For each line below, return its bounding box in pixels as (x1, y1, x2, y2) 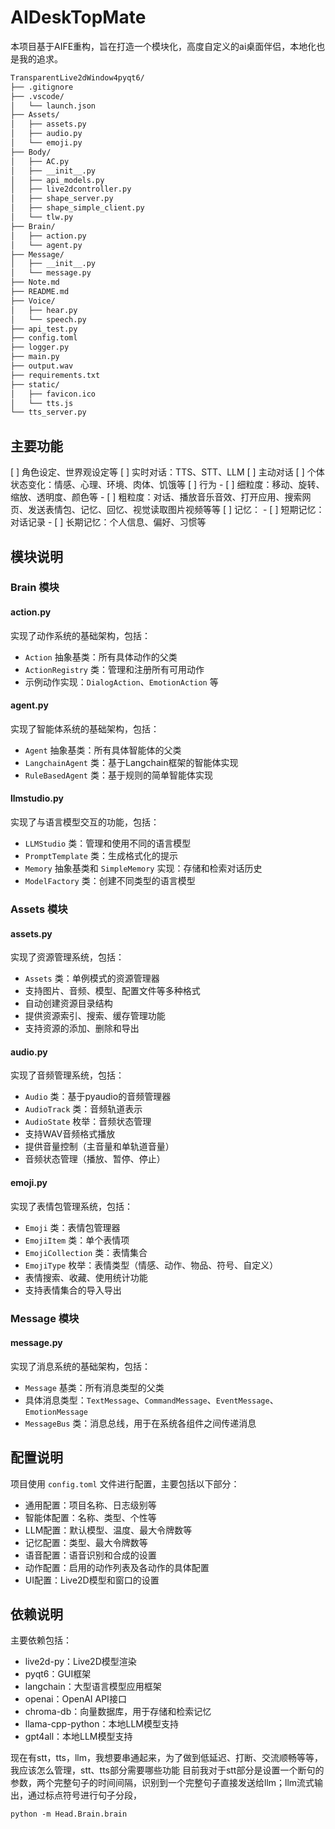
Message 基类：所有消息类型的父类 (24, 1381, 165, 1393)
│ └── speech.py (10, 314, 87, 325)
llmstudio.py (10, 792, 64, 805)
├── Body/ (10, 147, 52, 157)
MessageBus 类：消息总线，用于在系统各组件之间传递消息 (24, 1417, 257, 1429)
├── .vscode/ (10, 91, 65, 101)
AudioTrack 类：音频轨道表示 (24, 1103, 143, 1115)
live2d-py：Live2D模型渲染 (24, 1656, 137, 1668)
